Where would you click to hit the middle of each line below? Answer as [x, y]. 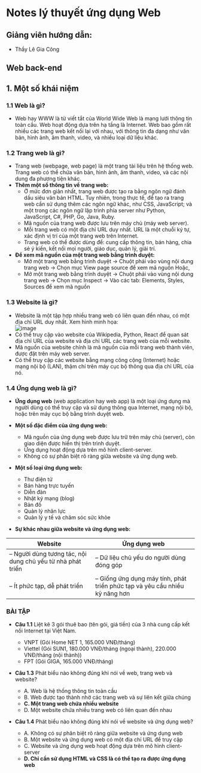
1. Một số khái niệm [42, 88]
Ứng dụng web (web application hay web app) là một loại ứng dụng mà [102, 401]
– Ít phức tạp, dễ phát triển [46, 586]
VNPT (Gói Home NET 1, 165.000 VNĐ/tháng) [80, 643]
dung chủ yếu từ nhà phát [45, 561]
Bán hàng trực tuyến [49, 485]
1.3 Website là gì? [32, 302]
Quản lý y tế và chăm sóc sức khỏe [67, 517]
